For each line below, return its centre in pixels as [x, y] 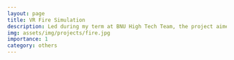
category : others [32, 46]
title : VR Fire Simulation [46, 20]
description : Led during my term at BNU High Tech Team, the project [110, 26]
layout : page [26, 13]
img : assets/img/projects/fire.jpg [59, 33]
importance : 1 [28, 39]
